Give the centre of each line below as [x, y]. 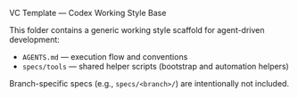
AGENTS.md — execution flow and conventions [105, 57]
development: [34, 40]
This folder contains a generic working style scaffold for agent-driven [137, 30]
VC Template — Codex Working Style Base [88, 13]
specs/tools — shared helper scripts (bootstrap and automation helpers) [156, 66]
